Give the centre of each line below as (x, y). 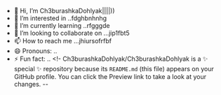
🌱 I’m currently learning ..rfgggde (62, 25)
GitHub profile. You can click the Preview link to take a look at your (110, 76)
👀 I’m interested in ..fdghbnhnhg (60, 18)
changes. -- (31, 84)
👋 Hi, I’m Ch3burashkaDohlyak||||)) (64, 11)
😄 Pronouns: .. (35, 51)
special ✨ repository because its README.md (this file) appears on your (114, 69)
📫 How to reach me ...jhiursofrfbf (63, 41)
